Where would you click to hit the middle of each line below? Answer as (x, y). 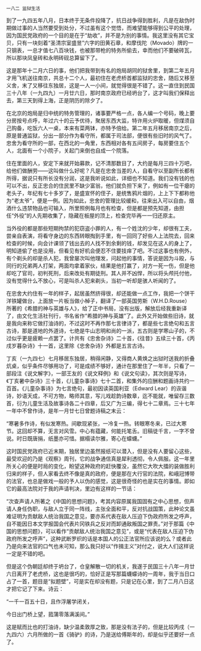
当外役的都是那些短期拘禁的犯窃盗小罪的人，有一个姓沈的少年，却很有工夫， (100, 228)
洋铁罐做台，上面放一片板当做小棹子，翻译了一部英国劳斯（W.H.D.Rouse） (98, 301)
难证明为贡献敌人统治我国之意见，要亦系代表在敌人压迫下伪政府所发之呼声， (100, 516)
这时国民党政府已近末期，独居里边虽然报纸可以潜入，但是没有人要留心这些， (100, 451)
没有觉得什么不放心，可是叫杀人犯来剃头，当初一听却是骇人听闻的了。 (93, 281)
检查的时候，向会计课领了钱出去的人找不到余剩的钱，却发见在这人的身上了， (100, 243)
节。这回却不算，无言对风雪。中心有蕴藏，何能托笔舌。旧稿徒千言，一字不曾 (100, 431)
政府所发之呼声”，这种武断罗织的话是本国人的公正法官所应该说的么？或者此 (99, 539)
